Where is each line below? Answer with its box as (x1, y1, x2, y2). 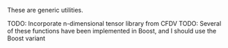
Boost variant (7, 34, 46, 42)
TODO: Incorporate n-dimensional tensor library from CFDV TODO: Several (7, 19, 222, 27)
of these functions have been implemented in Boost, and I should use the (7, 27, 217, 35)
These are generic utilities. (7, 6, 83, 14)
